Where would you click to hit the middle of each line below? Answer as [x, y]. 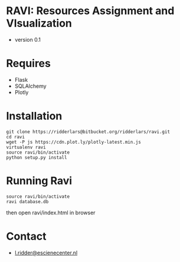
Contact [26, 236]
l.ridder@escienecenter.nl [46, 253]
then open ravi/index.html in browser [51, 213]
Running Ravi [39, 181]
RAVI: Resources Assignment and [90, 11]
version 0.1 [28, 39]
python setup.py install [37, 157]
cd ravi [16, 137]
